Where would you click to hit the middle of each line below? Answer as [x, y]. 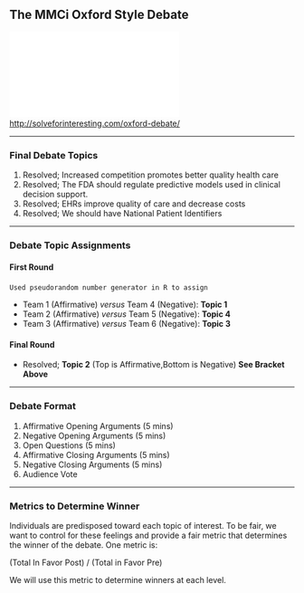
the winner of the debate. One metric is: [84, 545]
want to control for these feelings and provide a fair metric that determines [148, 536]
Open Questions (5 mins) [69, 445]
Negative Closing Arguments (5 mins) [92, 464]
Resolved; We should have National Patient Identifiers [122, 214]
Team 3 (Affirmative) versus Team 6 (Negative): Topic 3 [126, 324]
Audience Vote [50, 473]
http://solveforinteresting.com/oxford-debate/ [95, 123]
